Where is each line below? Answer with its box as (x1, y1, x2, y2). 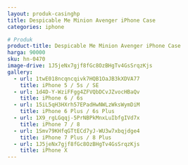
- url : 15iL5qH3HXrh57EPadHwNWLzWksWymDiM (13, 101, 140, 109)
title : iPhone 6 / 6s (20, 95, 83, 102)
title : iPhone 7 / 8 (20, 121, 80, 128)
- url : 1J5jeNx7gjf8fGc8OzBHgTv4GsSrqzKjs (13, 140, 140, 147)
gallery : (7, 68, 33, 76)
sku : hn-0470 (7, 55, 46, 63)
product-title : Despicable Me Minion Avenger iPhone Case (7, 43, 181, 50)
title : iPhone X (20, 147, 68, 154)
